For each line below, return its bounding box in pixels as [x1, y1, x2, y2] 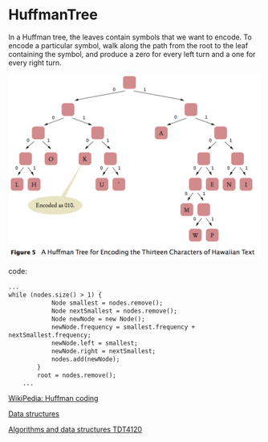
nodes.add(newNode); [51, 355, 120, 363]
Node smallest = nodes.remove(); [51, 299, 163, 307]
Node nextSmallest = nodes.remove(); [51, 307, 178, 315]
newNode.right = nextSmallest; [51, 347, 156, 355]
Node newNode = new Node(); [51, 315, 146, 323]
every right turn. [8, 58, 62, 68]
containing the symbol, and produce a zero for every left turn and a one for [8, 49, 256, 59]
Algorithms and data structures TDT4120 [8, 424, 143, 435]
